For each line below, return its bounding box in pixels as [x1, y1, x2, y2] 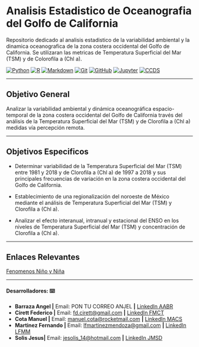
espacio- [152, 105, 175, 112]
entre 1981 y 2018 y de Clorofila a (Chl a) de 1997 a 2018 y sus [14, 169, 166, 176]
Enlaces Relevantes [6, 252, 80, 262]
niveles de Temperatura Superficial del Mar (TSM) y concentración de [14, 223, 185, 230]
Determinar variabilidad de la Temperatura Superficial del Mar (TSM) [14, 162, 182, 169]
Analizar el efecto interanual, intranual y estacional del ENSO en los [14, 217, 179, 224]
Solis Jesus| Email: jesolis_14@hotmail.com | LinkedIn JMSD [14, 334, 163, 341]
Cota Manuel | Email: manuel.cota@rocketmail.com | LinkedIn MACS [14, 315, 182, 322]
